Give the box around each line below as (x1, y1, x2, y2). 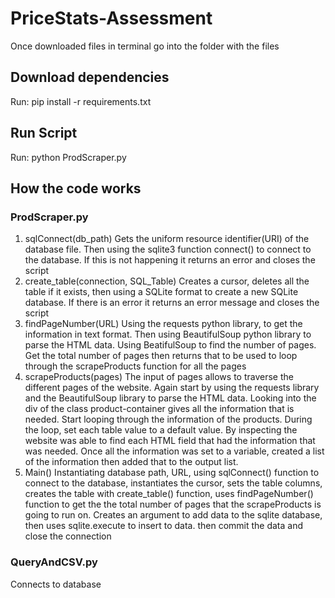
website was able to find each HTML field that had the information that (24, 435, 316, 447)
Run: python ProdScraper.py (10, 151, 127, 163)
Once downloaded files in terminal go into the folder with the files (10, 40, 280, 52)
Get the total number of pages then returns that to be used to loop (24, 350, 298, 362)
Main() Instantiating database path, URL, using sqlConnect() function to (24, 467, 320, 479)
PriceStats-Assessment (10, 7, 213, 30)
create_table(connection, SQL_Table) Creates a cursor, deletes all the (24, 275, 310, 287)
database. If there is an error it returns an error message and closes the (24, 297, 320, 309)
